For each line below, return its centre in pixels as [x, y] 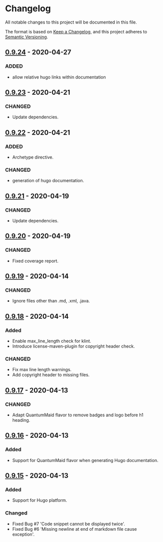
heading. [21, 420]
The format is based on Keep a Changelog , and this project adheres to [76, 31]
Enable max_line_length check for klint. [52, 341]
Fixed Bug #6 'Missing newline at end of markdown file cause [74, 529]
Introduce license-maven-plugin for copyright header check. [73, 346]
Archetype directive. [33, 157]
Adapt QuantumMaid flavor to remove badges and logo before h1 [78, 415]
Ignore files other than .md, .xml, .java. [51, 301]
